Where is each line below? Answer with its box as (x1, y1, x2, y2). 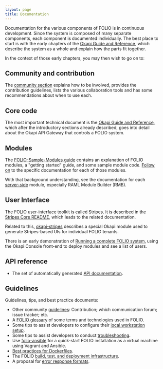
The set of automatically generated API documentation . (12, 270, 123, 276)
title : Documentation (5, 12, 49, 17)
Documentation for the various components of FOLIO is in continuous (5, 25, 145, 31)
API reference (5, 258, 48, 266)
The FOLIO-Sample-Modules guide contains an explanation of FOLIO (5, 157, 144, 163)
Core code (5, 107, 37, 115)
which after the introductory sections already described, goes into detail (5, 125, 150, 130)
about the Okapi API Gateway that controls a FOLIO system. (5, 130, 125, 136)
